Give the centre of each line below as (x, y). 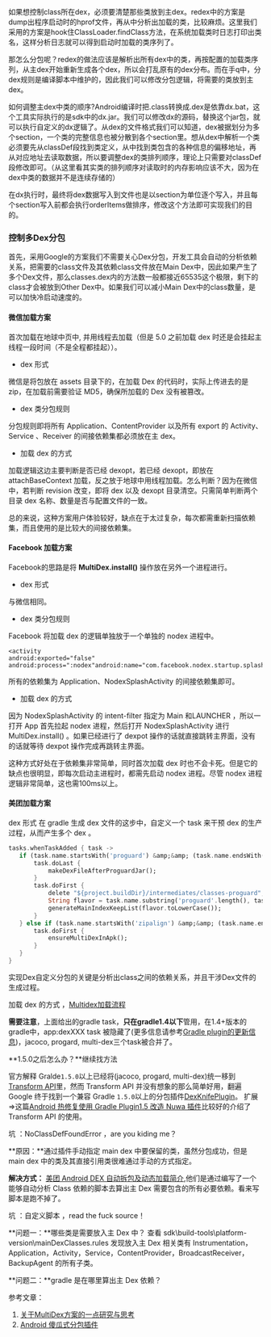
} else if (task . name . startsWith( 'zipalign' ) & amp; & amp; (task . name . (138, 923)
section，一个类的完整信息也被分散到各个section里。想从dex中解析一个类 (138, 137)
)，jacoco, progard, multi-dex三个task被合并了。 (96, 1041)
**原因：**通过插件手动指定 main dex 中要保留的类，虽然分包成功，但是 (128, 1150)
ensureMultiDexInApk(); (88, 938)
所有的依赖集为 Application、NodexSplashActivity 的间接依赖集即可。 (124, 681)
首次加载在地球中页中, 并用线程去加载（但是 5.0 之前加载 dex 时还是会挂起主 (135, 337)
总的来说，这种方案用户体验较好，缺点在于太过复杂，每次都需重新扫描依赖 (132, 517)
